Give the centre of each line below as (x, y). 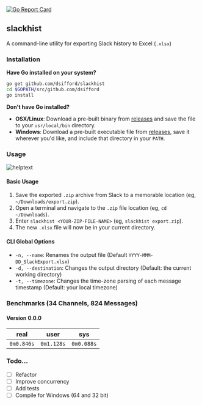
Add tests (27, 388)
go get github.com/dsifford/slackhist (56, 84)
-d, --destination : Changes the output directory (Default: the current (103, 268)
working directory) (38, 275)
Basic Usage (22, 181)
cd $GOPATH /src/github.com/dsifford (53, 89)
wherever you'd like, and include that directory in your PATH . (90, 138)
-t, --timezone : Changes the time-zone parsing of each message (98, 281)
